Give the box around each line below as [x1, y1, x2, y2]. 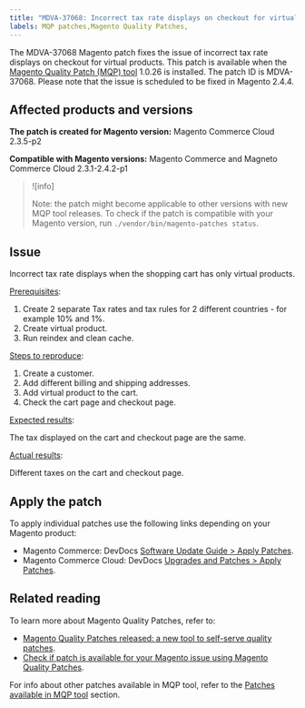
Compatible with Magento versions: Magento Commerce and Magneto [9, 154, 279, 165]
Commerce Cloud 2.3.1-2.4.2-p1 [9, 163, 129, 174]
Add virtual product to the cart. [22, 388, 139, 399]
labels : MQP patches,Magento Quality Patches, [9, 22, 189, 31]
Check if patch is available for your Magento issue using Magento [22, 652, 269, 662]
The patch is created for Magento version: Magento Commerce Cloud [9, 126, 275, 137]
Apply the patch [9, 493, 103, 510]
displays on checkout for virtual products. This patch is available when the [9, 56, 288, 67]
